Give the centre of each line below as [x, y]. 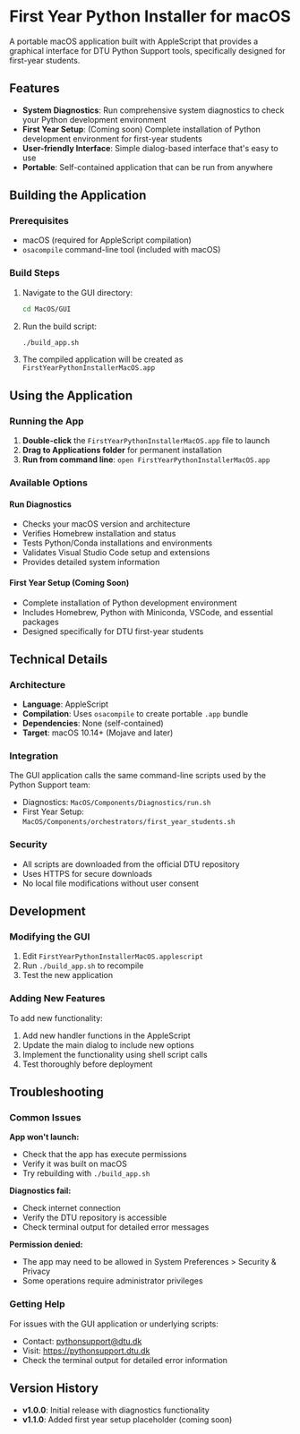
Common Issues [46, 1118]
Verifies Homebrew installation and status [99, 534]
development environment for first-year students [112, 138]
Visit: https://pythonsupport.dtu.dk [86, 1351]
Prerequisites [39, 221]
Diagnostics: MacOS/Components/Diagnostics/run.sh [116, 803]
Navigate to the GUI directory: [77, 292]
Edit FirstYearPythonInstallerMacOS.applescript [113, 957]
